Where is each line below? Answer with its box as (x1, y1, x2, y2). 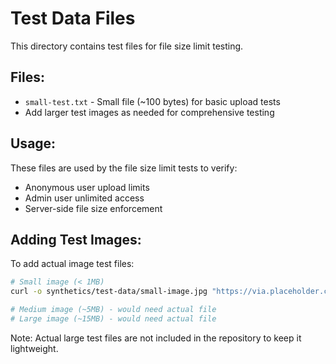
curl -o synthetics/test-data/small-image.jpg (10, 287, 208, 297)
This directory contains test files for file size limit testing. (10, 40, 244, 52)
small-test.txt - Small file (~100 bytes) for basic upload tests (24, 95, 281, 107)
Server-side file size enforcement (24, 202, 163, 214)
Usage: (10, 135, 57, 152)
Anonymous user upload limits (24, 181, 150, 193)
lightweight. (10, 342, 59, 354)
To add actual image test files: (10, 258, 135, 270)
